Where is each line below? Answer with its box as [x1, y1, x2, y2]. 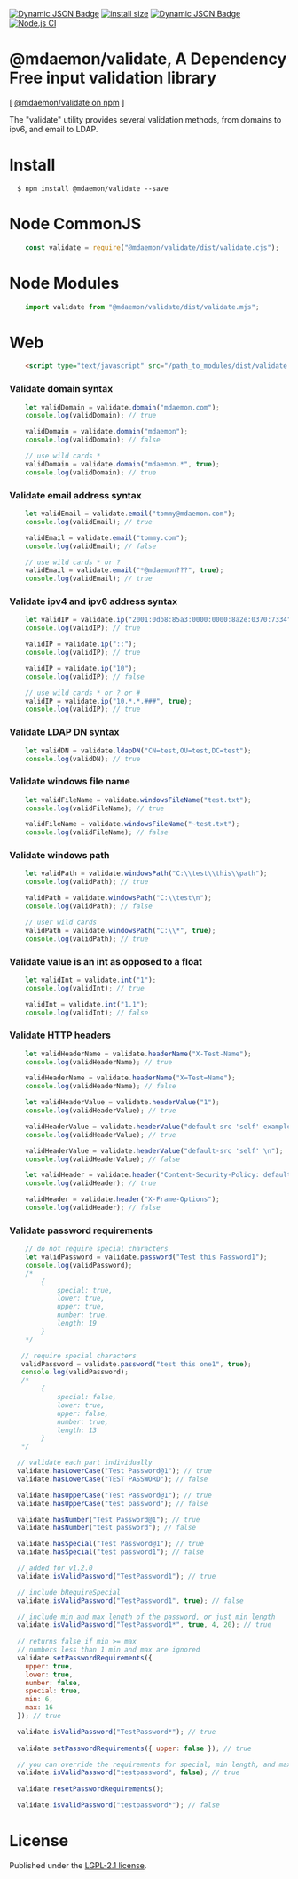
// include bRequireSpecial [17, 1588, 122, 1596]
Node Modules [9, 273, 120, 293]
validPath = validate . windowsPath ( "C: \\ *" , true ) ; [25, 926, 216, 935]
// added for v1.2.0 [17, 1564, 93, 1572]
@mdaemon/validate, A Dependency [9, 49, 287, 69]
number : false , [25, 1678, 82, 1687]
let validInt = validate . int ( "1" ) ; [25, 975, 157, 984]
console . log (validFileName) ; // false [25, 828, 169, 837]
